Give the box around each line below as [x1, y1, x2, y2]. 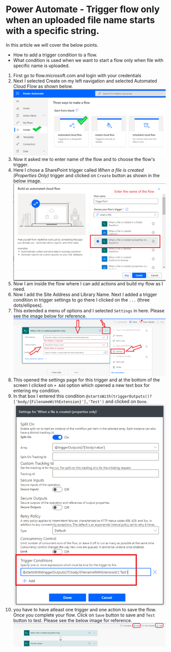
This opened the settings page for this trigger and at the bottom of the [13, 377, 160, 383]
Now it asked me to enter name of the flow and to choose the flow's [13, 156, 155, 162]
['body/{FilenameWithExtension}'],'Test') [13, 399, 105, 404]
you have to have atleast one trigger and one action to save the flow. [13, 607, 157, 613]
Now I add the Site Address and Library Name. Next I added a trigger [13, 291, 157, 298]
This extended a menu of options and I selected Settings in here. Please [13, 307, 164, 313]
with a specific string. [6, 25, 99, 37]
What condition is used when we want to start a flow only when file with [13, 57, 164, 63]
